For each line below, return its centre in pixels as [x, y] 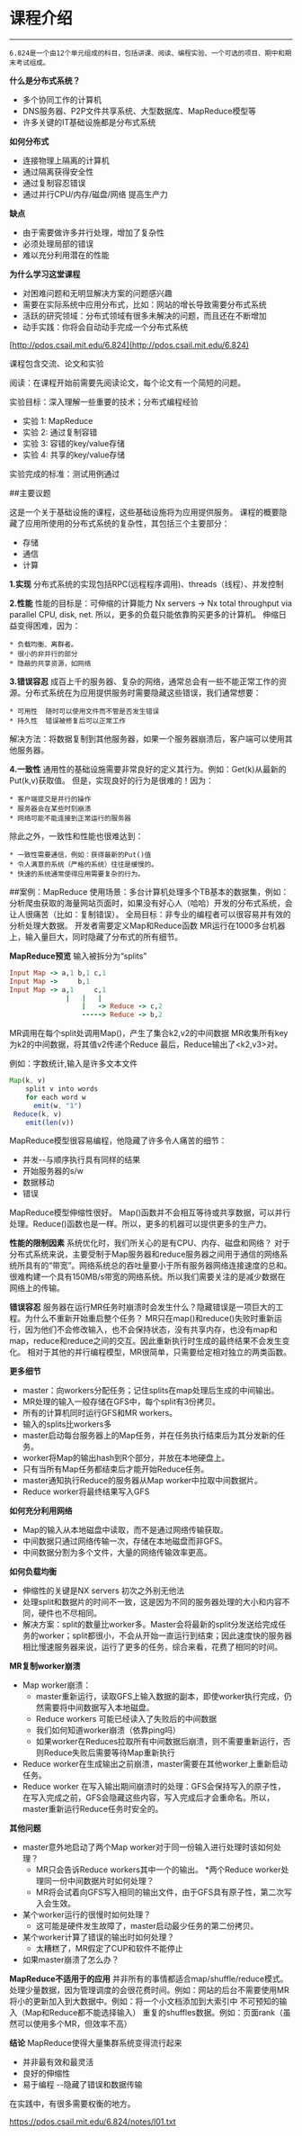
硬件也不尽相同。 [70, 1613]
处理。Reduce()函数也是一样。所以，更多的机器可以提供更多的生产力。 [141, 1224]
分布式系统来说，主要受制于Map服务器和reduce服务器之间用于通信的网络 [145, 1254]
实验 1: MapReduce [58, 420]
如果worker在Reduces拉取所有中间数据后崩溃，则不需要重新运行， [159, 1742]
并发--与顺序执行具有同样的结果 [81, 1160]
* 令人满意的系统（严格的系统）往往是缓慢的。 [84, 864]
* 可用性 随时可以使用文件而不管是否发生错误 [84, 711]
